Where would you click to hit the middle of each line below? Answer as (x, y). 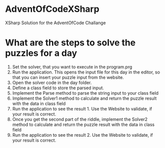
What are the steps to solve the (70, 43)
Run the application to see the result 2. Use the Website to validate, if (82, 135)
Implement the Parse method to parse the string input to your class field (85, 93)
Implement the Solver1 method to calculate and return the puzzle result (84, 98)
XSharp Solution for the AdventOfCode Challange (56, 23)
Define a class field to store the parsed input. (58, 88)
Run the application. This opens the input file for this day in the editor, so (86, 72)
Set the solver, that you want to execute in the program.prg (72, 67)
